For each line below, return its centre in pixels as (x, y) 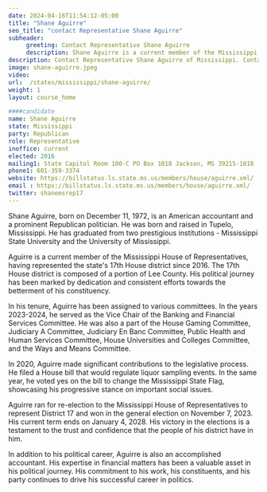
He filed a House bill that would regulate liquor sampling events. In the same (133, 372)
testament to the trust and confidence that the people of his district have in (131, 430)
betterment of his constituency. (60, 290)
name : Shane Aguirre (43, 119)
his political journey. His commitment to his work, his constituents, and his (129, 470)
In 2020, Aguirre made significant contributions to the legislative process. (128, 364)
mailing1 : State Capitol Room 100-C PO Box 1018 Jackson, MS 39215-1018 (131, 163)
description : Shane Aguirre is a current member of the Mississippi (142, 53)
